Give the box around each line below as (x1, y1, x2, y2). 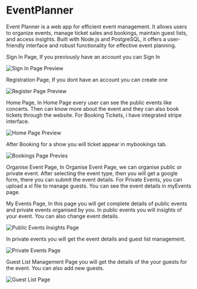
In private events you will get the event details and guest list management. (6, 235, 186, 242)
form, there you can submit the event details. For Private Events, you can (6, 176, 182, 183)
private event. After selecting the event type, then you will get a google (6, 169, 178, 177)
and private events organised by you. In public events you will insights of (6, 206, 182, 213)
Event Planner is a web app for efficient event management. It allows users (6, 23, 187, 30)
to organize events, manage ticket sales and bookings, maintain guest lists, (6, 29, 188, 36)
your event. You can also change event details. (6, 212, 119, 219)
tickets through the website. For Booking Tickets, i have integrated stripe (6, 111, 182, 119)
